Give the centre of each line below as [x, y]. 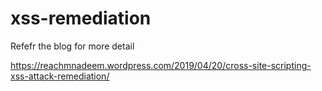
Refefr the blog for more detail [72, 46]
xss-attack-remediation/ [60, 76]
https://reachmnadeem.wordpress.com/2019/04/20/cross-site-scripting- [161, 65]
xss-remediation [81, 18]
